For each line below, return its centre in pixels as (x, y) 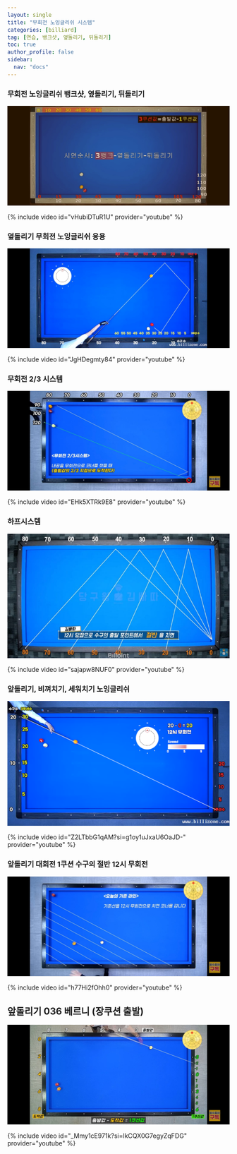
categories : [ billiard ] (42, 30)
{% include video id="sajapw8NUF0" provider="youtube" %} (96, 669)
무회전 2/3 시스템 (35, 379)
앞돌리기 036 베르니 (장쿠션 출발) (75, 1011)
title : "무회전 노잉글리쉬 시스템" (51, 22)
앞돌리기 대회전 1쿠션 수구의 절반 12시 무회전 (78, 865)
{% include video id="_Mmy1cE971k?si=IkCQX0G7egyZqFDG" (97, 1136)
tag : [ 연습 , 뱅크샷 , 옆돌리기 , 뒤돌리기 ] (59, 37)
